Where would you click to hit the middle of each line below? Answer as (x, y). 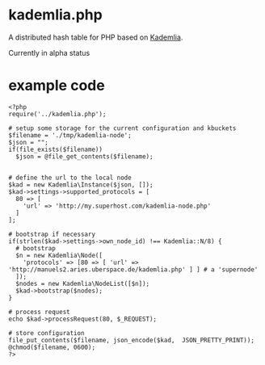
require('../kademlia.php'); (57, 114)
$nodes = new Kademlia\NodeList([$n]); (83, 283)
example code (57, 86)
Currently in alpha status (49, 52)
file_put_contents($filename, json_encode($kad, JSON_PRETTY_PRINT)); (131, 340)
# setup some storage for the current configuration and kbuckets (122, 128)
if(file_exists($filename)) (56, 149)
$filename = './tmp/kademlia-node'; (70, 135)
